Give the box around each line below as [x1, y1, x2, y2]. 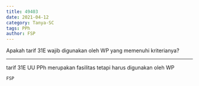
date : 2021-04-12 [6, 14, 49, 20]
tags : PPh [6, 25, 31, 31]
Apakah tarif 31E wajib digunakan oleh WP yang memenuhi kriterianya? [6, 47, 179, 54]
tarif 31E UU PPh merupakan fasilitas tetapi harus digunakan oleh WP [6, 64, 175, 71]
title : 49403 [6, 8, 38, 15]
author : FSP [6, 31, 36, 37]
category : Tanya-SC [6, 20, 54, 26]
